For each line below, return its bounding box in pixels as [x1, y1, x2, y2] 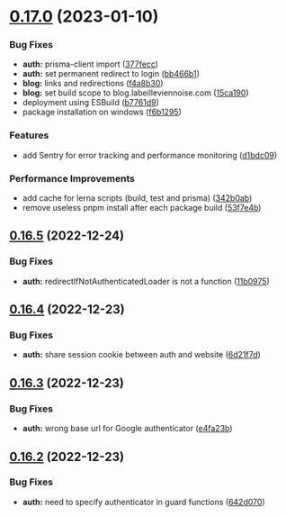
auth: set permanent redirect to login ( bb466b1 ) [22, 68, 200, 79]
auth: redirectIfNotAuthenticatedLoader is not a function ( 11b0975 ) [22, 276, 270, 286]
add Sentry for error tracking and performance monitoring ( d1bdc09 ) [22, 149, 278, 160]
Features [9, 129, 49, 141]
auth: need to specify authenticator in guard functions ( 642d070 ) [22, 496, 265, 507]
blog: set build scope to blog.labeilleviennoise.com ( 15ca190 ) [22, 87, 249, 98]
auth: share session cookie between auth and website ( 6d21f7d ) [22, 349, 261, 360]
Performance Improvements [9, 172, 136, 185]
